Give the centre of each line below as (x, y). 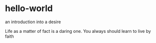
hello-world (29, 8)
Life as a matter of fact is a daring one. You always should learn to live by (78, 31)
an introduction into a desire (33, 22)
